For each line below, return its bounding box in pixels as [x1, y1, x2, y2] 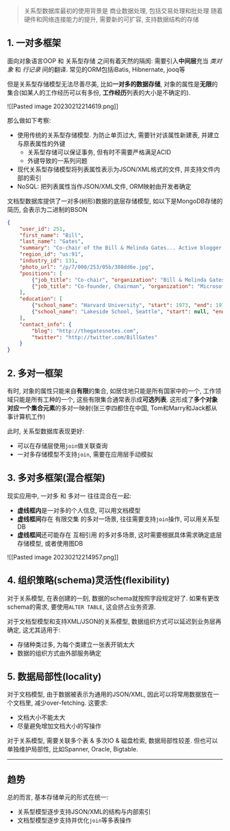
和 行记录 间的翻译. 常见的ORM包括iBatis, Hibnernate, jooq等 [14, 65, 186, 73]
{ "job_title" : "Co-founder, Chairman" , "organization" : [31, 282, 194, 290]
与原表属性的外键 [16, 139, 66, 147]
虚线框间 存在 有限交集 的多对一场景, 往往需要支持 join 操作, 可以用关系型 [16, 514, 220, 523]
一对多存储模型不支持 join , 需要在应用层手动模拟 [16, 450, 153, 458]
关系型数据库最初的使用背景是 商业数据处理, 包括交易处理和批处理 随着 [23, 7, 223, 14]
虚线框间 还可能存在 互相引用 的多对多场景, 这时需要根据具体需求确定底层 [16, 531, 222, 539]
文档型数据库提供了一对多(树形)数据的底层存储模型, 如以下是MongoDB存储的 [7, 197, 223, 205]
